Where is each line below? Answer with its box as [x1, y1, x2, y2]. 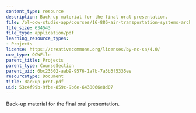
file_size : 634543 [6, 24, 51, 31]
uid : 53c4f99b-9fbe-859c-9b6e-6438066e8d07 [6, 84, 114, 90]
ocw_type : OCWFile [6, 52, 51, 58]
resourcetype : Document [6, 73, 64, 79]
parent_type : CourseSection [6, 62, 75, 69]
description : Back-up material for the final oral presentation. [6, 14, 168, 20]
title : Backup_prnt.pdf [6, 79, 64, 85]
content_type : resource [6, 8, 64, 15]
